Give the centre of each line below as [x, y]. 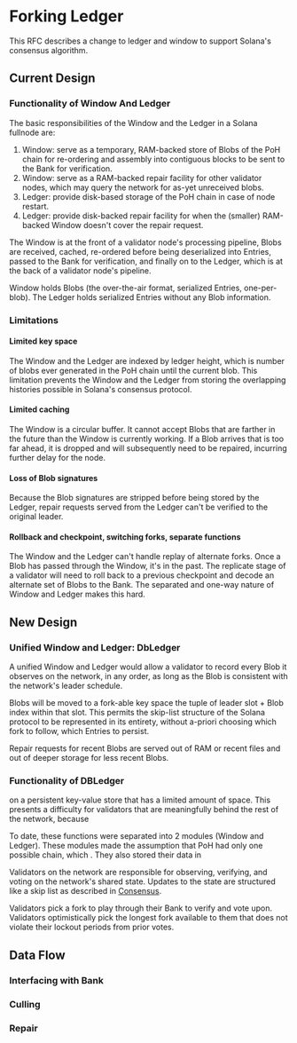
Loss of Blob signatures [54, 478]
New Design [43, 622]
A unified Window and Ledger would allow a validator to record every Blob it [148, 667]
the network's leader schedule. [66, 686]
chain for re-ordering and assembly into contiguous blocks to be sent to [153, 159]
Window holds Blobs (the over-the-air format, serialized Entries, [125, 288]
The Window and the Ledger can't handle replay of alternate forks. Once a [145, 557]
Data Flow [37, 955]
